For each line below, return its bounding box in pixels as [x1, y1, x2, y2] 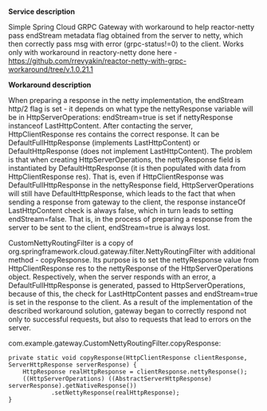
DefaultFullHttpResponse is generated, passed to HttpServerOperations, [8, 281, 245, 290]
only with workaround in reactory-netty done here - [8, 48, 178, 57]
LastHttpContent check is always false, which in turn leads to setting [8, 206, 234, 215]
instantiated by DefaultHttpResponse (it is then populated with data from [8, 164, 246, 172]
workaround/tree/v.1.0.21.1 [8, 65, 93, 74]
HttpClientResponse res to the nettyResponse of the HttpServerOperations [8, 263, 253, 273]
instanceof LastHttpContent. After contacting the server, [8, 121, 194, 130]
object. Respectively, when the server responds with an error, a [8, 272, 217, 282]
